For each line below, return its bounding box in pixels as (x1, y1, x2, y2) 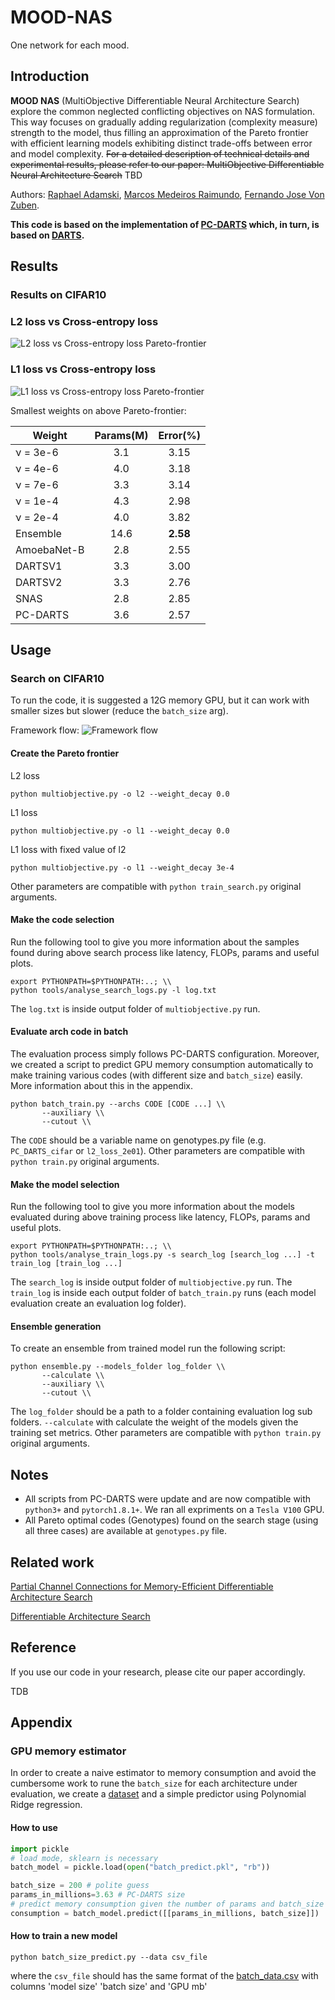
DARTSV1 (15, 559, 63, 573)
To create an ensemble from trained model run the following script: (10, 1342, 286, 1355)
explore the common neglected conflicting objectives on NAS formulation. (10, 105, 315, 117)
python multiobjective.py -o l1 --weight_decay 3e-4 (10, 862, 235, 873)
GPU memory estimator (10, 1744, 127, 1758)
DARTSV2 (15, 575, 63, 589)
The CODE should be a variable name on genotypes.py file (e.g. (10, 1134, 267, 1146)
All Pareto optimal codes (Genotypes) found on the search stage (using (24, 1514, 319, 1526)
